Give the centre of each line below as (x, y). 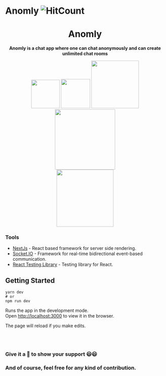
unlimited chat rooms (85, 54)
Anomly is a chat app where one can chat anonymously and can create (85, 48)
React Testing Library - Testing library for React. (63, 265)
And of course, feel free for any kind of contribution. (71, 368)
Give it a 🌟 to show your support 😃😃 (51, 354)
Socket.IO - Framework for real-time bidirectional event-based (78, 254)
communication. (29, 259)
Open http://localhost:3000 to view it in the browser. (60, 316)
